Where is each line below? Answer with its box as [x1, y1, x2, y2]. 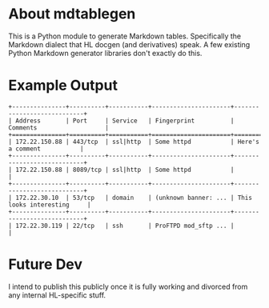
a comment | [8, 145, 84, 153]
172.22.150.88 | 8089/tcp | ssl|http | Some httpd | [15, 166, 235, 174]
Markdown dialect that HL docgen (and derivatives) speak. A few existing [8, 39, 251, 49]
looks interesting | [8, 201, 91, 209]
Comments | [8, 123, 110, 132]
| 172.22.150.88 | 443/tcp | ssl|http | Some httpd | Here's [8, 138, 260, 146]
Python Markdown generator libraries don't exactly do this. [8, 48, 203, 58]
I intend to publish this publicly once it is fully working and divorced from [8, 282, 248, 291]
